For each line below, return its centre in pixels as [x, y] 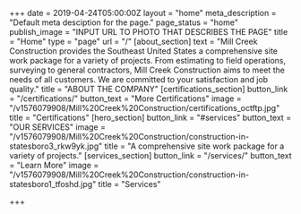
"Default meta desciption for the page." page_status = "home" [124, 22]
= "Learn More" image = [54, 165]
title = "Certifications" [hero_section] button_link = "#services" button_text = [150, 117]
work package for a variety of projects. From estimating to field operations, [148, 60]
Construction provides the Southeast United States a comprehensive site [143, 51]
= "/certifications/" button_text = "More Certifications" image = [125, 98]
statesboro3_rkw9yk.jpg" [56, 146]
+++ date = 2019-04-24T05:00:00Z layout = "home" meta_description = [143, 13]
